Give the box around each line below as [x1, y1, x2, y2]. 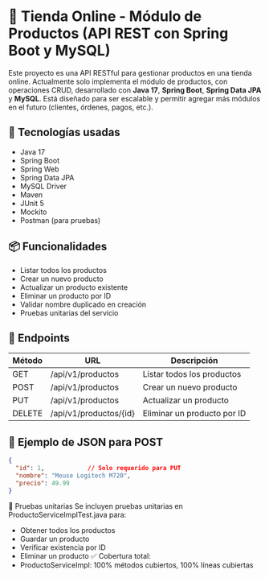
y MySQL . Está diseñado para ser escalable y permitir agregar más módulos [8, 93, 261, 103]
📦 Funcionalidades [8, 240, 108, 254]
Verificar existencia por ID [19, 543, 106, 552]
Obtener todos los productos [19, 525, 116, 535]
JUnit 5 [19, 198, 44, 208]
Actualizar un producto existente [19, 282, 128, 292]
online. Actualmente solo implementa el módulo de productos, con [8, 76, 228, 86]
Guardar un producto [19, 534, 90, 543]
